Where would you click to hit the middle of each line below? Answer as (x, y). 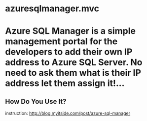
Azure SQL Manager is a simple (70, 31)
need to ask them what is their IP (73, 73)
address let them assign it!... (65, 83)
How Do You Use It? (36, 101)
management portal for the (61, 42)
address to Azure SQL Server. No (74, 62)
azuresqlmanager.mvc (52, 9)
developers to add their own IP (69, 52)
